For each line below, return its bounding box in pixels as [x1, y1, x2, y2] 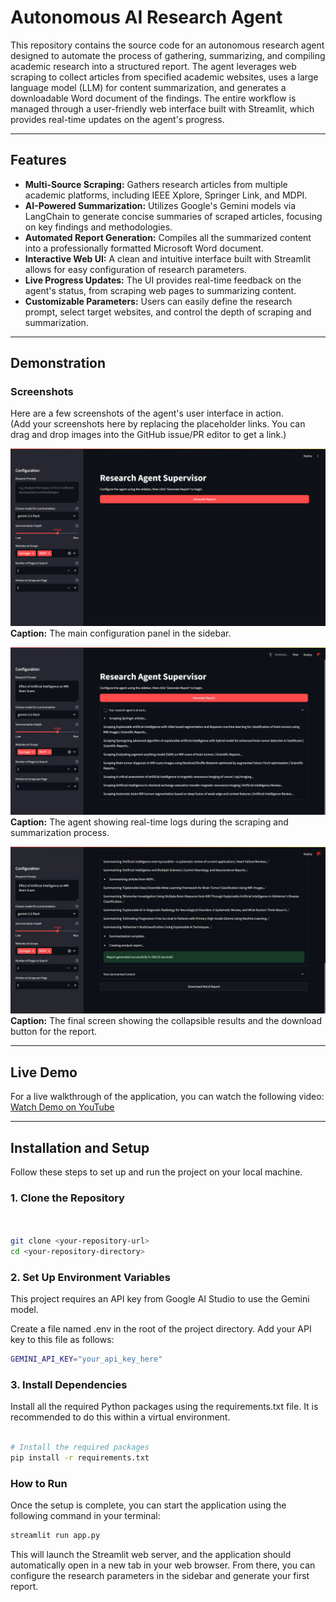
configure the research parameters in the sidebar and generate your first [10, 1570, 310, 1582]
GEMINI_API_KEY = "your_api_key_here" [10, 1354, 163, 1365]
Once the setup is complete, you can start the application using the [10, 1499, 287, 1511]
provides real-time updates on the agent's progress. [10, 113, 225, 125]
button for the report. [10, 1026, 98, 1038]
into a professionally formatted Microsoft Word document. [24, 242, 264, 254]
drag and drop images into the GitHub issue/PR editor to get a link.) [10, 429, 287, 441]
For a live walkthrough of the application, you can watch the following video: [10, 1091, 325, 1103]
